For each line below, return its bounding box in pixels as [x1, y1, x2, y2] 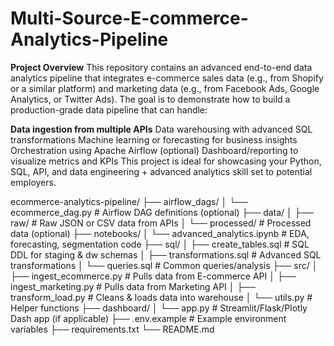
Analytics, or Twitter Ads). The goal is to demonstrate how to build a [10, 93, 291, 105]
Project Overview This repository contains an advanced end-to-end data [10, 61, 313, 73]
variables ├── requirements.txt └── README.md [10, 323, 215, 335]
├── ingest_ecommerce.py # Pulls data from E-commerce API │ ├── [10, 270, 297, 282]
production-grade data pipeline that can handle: [10, 103, 208, 116]
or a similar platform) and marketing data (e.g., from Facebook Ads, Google [10, 82, 320, 94]
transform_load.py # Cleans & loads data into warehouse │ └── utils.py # [10, 291, 313, 303]
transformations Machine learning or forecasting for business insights [10, 133, 298, 146]
